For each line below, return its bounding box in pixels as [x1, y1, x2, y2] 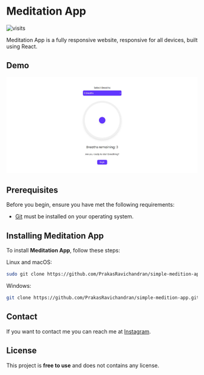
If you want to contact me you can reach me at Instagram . [6, 327, 151, 335]
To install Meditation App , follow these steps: [6, 247, 120, 254]
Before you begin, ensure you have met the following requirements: [6, 201, 175, 209]
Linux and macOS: [6, 259, 52, 266]
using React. [6, 43, 38, 50]
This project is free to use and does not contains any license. [6, 362, 160, 369]
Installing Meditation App [6, 230, 104, 241]
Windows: [6, 282, 32, 289]
